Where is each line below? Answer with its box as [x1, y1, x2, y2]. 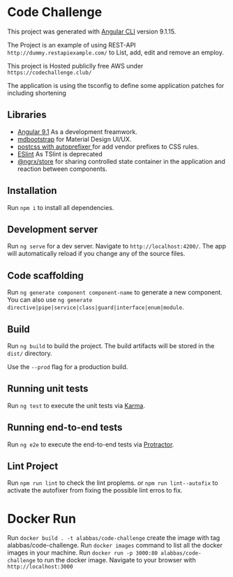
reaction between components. [17, 165, 108, 173]
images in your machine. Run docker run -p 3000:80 [7, 548, 158, 557]
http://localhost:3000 [7, 563, 73, 571]
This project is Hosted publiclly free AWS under [7, 61, 144, 70]
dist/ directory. [7, 350, 52, 357]
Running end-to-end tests [7, 421, 123, 433]
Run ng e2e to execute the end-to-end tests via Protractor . [7, 440, 174, 449]
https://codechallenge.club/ [7, 69, 92, 76]
